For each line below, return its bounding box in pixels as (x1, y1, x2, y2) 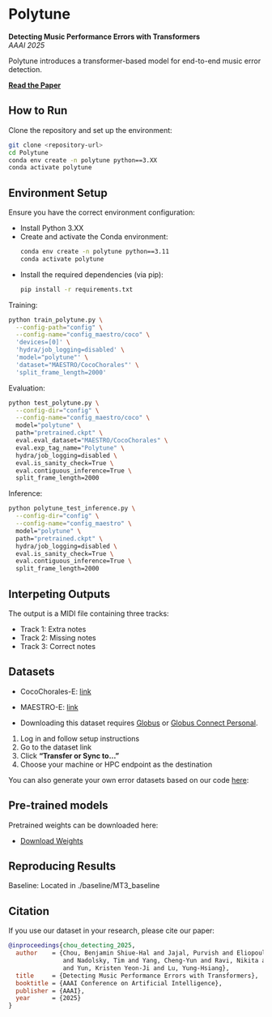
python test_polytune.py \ (8, 399, 100, 407)
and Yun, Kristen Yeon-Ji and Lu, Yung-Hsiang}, (62, 964, 230, 972)
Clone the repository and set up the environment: (8, 125, 172, 135)
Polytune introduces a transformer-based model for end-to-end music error (8, 56, 261, 66)
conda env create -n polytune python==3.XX (8, 156, 158, 165)
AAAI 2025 (8, 40, 45, 49)
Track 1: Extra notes (19, 625, 87, 634)
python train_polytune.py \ (8, 315, 104, 324)
